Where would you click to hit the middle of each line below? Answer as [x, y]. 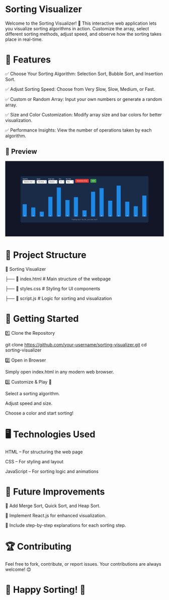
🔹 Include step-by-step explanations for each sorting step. [66, 525]
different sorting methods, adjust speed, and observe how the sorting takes [83, 34]
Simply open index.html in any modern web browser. [60, 372]
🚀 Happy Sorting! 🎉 [46, 590]
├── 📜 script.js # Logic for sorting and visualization [59, 298]
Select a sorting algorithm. [33, 393]
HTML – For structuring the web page [44, 452]
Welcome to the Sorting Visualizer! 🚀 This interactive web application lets [81, 23]
